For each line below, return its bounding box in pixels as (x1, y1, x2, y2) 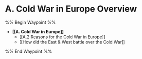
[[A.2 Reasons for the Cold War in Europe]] (19, 34, 106, 40)
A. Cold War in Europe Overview (5, 3, 137, 15)
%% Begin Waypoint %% (5, 19, 56, 25)
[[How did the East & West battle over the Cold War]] (19, 39, 125, 44)
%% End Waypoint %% (5, 48, 52, 54)
